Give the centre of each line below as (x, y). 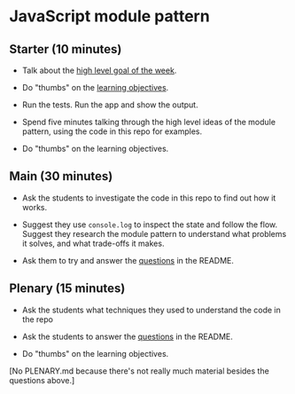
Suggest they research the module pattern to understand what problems (154, 233)
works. (34, 207)
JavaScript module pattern (109, 16)
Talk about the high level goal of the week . (99, 70)
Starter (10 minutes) (66, 49)
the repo (37, 319)
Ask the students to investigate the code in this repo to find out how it (149, 198)
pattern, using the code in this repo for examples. (112, 131)
